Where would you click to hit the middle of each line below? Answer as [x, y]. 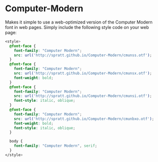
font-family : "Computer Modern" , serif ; [56, 146]
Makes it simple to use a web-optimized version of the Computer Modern [79, 22]
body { [16, 141]
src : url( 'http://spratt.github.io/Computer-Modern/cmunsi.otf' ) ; [83, 96]
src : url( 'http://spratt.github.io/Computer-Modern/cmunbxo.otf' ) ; [84, 119]
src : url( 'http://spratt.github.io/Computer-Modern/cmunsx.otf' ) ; [83, 73]
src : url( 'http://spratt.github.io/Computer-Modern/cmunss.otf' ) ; [83, 55]
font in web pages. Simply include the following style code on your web [77, 27]
